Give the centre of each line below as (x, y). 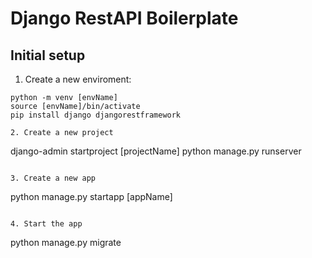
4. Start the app (46, 224)
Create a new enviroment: (78, 79)
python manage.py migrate (66, 242)
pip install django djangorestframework (96, 115)
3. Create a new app (53, 178)
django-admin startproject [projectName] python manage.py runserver (156, 151)
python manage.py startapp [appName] (91, 196)
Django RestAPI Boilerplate (124, 18)
